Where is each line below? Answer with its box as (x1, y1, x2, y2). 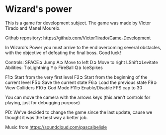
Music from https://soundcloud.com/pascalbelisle (5, 124, 107, 130)
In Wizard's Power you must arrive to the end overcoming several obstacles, (5, 44, 162, 50)
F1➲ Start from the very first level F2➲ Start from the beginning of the (5, 74, 148, 80)
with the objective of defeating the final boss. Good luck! (5, 50, 121, 56)
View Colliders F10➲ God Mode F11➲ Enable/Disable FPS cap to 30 (5, 84, 143, 90)
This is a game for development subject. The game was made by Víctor (5, 20, 151, 26)
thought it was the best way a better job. (5, 114, 88, 120)
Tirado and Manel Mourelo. (5, 25, 61, 31)
